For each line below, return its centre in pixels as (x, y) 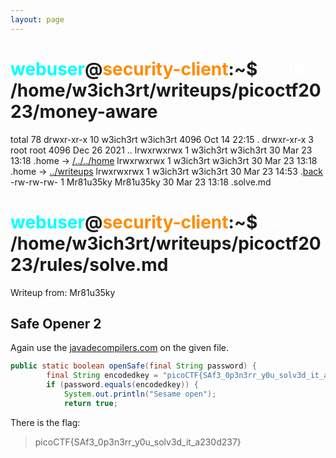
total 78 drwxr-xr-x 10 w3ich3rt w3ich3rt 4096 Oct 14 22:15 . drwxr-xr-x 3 (162, 139)
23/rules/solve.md (89, 264)
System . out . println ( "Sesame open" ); (140, 394)
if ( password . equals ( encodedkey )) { (122, 385)
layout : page (37, 19)
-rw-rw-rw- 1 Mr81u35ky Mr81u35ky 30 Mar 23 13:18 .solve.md (141, 182)
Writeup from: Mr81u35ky (63, 292)
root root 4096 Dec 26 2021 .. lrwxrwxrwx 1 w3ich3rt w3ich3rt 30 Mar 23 (161, 150)
